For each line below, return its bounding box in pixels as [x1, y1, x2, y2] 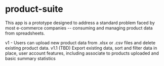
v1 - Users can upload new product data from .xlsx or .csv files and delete [5, 39, 156, 45]
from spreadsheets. [5, 30, 45, 36]
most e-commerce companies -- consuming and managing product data [5, 25, 153, 31]
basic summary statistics [5, 55, 56, 61]
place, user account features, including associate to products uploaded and [5, 50, 159, 56]
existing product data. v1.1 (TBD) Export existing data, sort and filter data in [5, 45, 157, 51]
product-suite [5, 3, 63, 15]
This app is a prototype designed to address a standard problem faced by [5, 20, 155, 26]
